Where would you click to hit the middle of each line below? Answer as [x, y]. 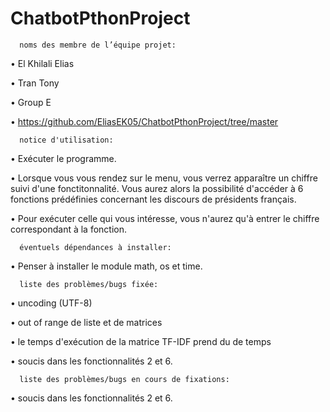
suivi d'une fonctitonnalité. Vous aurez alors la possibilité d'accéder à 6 [157, 188]
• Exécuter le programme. [63, 158]
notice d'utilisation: [66, 140]
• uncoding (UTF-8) [51, 303]
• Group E [31, 102]
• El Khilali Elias [42, 63]
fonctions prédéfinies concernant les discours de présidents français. [153, 199]
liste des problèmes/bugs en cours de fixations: [124, 379]
